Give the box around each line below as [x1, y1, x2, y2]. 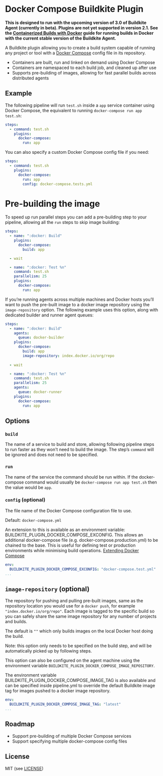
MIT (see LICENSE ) [5, 765, 44, 771]
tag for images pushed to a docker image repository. [5, 688, 111, 694]
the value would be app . [5, 484, 53, 490]
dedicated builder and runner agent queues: [5, 312, 94, 318]
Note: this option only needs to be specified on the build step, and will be [5, 643, 152, 649]
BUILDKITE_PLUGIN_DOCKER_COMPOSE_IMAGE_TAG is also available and [5, 678, 156, 683]
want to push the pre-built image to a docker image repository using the [5, 301, 150, 307]
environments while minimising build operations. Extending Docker [5, 547, 139, 553]
